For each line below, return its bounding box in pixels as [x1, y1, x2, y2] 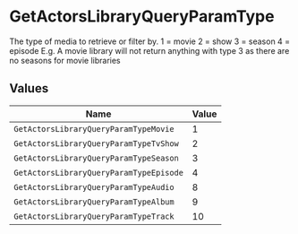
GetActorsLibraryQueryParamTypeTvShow [13, 138, 179, 149]
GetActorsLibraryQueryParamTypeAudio [13, 182, 175, 192]
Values [9, 81, 49, 96]
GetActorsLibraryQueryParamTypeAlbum [13, 196, 175, 207]
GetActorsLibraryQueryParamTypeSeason [13, 152, 179, 163]
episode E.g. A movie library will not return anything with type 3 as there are [9, 45, 290, 56]
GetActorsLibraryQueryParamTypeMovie [13, 124, 175, 134]
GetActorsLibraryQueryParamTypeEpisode [13, 168, 183, 178]
